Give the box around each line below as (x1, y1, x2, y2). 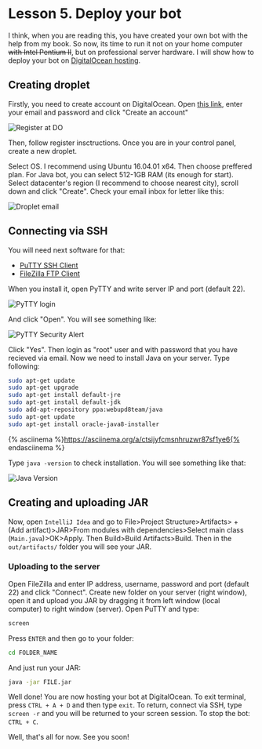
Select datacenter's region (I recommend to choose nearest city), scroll (8, 178, 239, 187)
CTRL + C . (8, 717, 39, 726)
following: (8, 362, 40, 371)
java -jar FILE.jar (8, 678, 72, 686)
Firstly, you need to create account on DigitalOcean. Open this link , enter (8, 99, 243, 108)
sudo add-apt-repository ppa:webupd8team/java (8, 405, 163, 414)
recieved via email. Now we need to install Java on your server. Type (8, 353, 230, 362)
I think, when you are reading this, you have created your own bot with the (8, 31, 249, 40)
